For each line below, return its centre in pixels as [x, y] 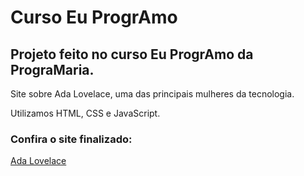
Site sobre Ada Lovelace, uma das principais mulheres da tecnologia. [152, 94]
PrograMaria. [52, 69]
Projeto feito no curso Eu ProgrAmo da [132, 54]
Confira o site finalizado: [71, 139]
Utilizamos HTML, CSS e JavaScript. [85, 113]
